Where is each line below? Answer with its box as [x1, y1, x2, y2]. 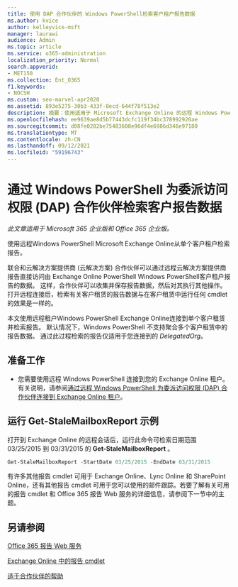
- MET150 [7, 70, 33, 77]
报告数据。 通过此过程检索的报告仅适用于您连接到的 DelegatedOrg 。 [7, 331, 208, 340]
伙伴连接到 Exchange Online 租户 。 [23, 392, 127, 401]
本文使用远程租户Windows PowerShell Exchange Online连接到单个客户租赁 [7, 314, 225, 322]
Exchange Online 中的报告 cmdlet [7, 556, 105, 565]
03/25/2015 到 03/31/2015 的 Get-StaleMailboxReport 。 [7, 444, 174, 453]
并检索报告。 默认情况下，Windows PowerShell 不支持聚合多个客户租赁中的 [7, 322, 228, 331]
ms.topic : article [7, 43, 62, 50]
